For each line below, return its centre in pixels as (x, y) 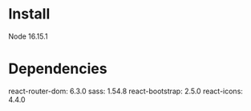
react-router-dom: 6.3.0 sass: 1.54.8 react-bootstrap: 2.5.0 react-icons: (125, 91)
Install (29, 14)
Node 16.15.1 (28, 36)
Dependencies (58, 69)
